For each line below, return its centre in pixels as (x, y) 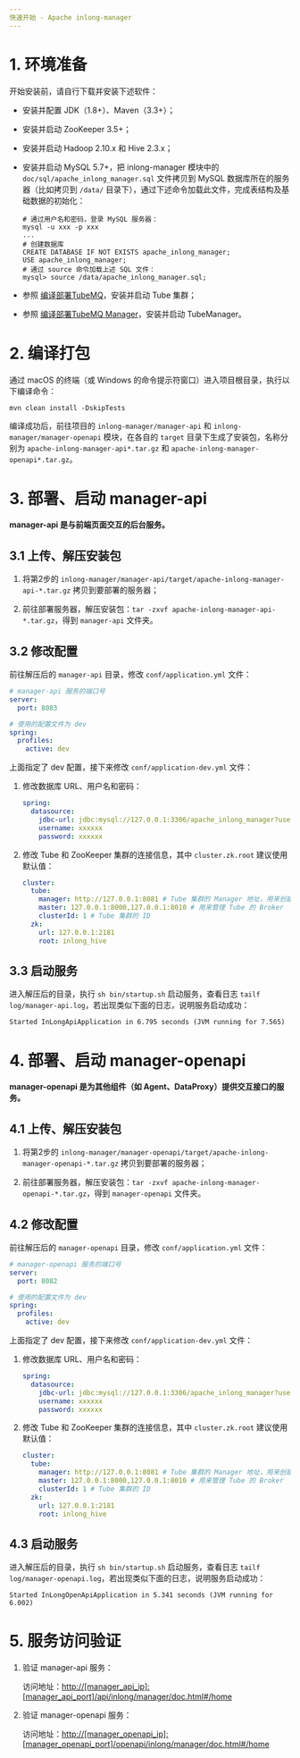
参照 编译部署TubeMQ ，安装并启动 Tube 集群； (109, 295)
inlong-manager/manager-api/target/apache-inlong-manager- (173, 580)
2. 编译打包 (50, 353)
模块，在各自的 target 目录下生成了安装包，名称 (192, 437)
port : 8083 (37, 708)
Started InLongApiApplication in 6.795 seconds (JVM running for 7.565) (147, 1022)
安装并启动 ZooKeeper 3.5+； (77, 129)
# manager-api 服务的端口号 (57, 692)
